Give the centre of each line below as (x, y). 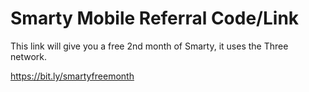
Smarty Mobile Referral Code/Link (155, 18)
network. (29, 56)
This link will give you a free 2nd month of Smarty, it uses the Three (149, 46)
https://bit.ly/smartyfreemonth (72, 76)
